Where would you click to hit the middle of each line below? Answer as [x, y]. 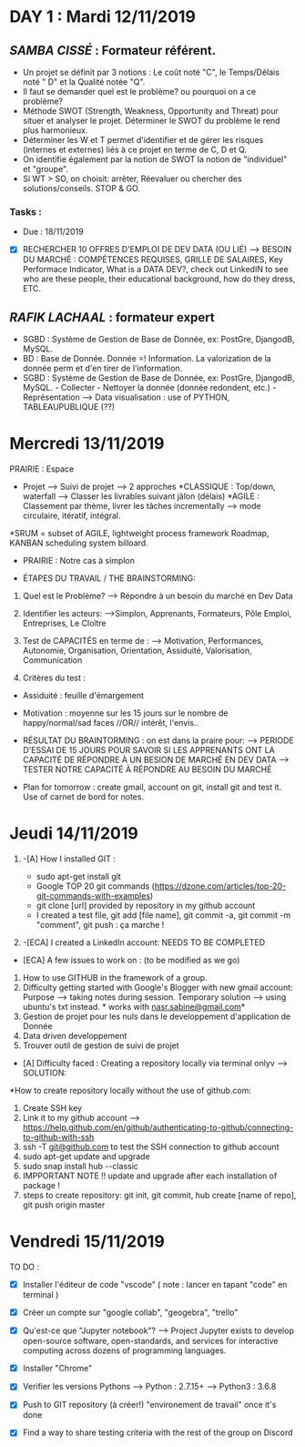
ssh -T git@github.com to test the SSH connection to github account [151, 1147]
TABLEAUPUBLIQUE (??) [69, 407]
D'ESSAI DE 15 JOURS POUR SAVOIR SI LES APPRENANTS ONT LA [148, 750]
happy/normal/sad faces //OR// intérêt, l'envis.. [110, 723]
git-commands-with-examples [93, 896]
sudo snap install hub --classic [81, 1167]
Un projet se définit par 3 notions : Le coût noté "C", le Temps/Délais [151, 72]
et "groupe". [46, 169]
